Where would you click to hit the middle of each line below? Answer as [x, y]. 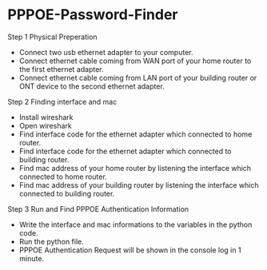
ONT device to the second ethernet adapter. [92, 86]
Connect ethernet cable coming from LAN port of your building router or [138, 77]
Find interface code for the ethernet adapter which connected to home [135, 134]
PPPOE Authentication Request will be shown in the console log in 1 [130, 250]
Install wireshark [46, 117]
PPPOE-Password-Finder [93, 15]
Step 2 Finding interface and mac [62, 101]
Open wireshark [46, 125]
